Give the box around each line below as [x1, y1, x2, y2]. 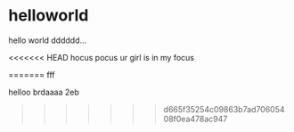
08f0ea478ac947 [163, 113, 228, 124]
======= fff [8, 69, 55, 80]
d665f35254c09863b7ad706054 [163, 103, 286, 114]
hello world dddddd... [8, 35, 87, 45]
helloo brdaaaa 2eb [8, 87, 79, 97]
